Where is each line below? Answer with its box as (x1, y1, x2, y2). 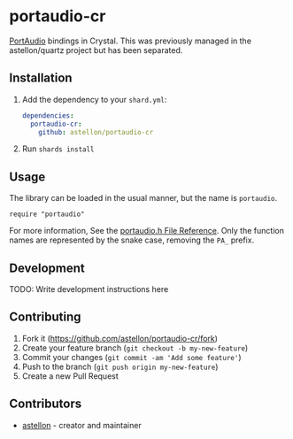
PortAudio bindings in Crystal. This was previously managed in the (9, 35, 252, 46)
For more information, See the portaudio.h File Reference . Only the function (9, 226, 285, 236)
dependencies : (21, 111, 74, 120)
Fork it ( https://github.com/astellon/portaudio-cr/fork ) (21, 333, 219, 343)
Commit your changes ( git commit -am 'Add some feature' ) (21, 351, 242, 362)
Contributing (9, 310, 81, 325)
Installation (9, 71, 73, 86)
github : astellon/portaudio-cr (38, 127, 154, 136)
